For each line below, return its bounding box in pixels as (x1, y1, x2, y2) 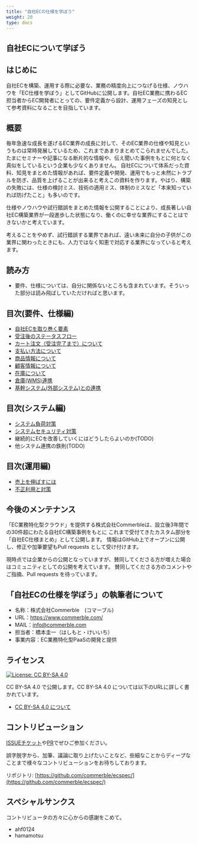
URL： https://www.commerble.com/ (14, 614, 103, 621)
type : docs (6, 20, 33, 25)
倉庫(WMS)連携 (14, 377, 53, 384)
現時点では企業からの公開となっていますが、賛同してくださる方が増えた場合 (6, 556, 192, 563)
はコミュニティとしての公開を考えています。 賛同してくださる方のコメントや (6, 563, 192, 571)
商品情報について (14, 355, 57, 362)
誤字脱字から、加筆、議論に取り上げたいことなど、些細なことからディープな (6, 752, 192, 759)
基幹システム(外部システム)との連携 (14, 384, 101, 392)
